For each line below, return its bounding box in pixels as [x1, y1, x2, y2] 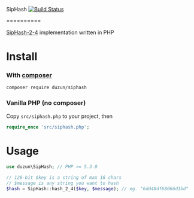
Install [6, 50, 38, 63]
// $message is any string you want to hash [6, 180, 119, 187]
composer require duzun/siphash [6, 84, 87, 91]
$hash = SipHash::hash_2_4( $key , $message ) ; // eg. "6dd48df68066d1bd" [6, 186, 189, 192]
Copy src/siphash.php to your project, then [6, 112, 113, 120]
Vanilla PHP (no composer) [6, 99, 86, 107]
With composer [6, 71, 53, 80]
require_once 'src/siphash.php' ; [6, 124, 90, 130]
